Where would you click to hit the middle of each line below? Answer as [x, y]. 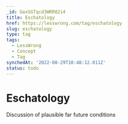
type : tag [19, 34]
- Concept [24, 51]
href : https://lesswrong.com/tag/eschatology [64, 23]
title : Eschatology [31, 18]
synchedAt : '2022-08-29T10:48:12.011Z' [56, 62]
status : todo [23, 68]
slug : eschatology [29, 29]
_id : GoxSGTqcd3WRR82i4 [36, 12]
